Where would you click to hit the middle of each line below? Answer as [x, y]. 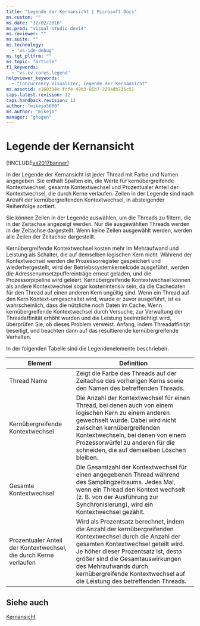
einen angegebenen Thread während [128, 475]
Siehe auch [27, 602]
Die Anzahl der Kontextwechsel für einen [133, 398]
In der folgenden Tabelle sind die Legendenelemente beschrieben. [88, 349]
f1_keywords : [22, 67]
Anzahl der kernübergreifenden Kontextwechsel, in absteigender [85, 200]
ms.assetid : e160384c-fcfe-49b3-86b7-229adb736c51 [70, 89]
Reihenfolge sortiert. [31, 206]
